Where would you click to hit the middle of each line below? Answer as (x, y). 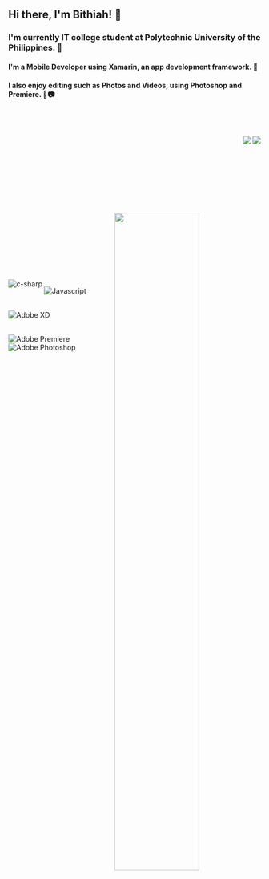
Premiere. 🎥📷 (32, 94)
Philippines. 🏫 (35, 47)
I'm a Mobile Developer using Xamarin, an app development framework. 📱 (133, 67)
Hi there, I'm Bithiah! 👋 (65, 15)
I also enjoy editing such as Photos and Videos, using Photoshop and (125, 85)
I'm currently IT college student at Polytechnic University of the (134, 38)
